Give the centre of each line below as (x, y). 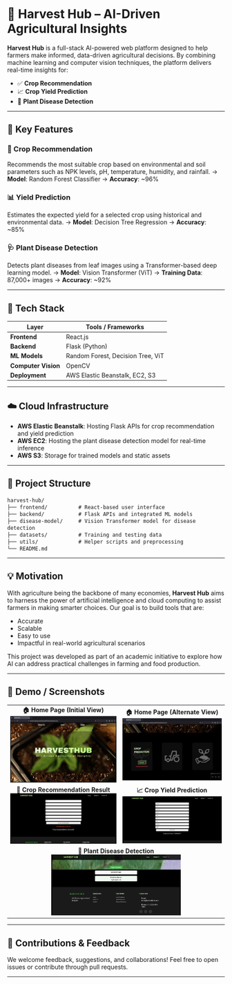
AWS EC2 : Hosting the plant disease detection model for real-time (111, 441)
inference (31, 449)
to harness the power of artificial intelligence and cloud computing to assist (114, 600)
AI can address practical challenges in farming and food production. (104, 663)
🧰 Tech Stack (36, 308)
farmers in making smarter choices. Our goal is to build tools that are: (106, 607)
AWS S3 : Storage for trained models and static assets (94, 455)
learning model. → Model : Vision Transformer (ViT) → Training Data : (105, 273)
